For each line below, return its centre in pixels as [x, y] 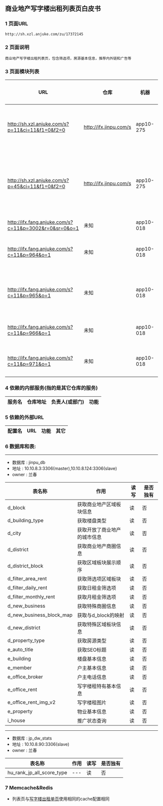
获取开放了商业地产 [99, 530]
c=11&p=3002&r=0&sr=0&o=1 [43, 228]
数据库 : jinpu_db [29, 463]
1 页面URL [16, 24]
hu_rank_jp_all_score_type [37, 773]
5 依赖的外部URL [24, 417]
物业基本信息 [92, 712]
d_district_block [25, 566]
